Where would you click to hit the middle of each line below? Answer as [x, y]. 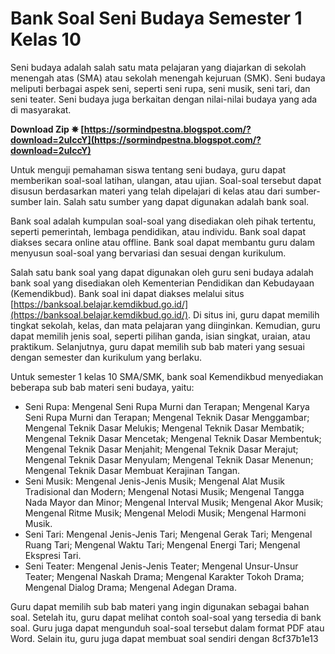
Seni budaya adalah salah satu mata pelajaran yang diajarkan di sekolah [158, 67]
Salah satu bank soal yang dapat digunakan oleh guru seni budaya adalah [162, 272]
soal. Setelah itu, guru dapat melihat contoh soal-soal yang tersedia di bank [166, 617]
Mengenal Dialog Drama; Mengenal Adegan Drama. [131, 587]
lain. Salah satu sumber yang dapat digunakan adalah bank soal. [176, 201]
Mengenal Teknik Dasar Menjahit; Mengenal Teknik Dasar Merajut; [161, 449]
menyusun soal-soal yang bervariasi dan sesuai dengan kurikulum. [148, 253]
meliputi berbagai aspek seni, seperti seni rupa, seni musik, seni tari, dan [160, 88]
